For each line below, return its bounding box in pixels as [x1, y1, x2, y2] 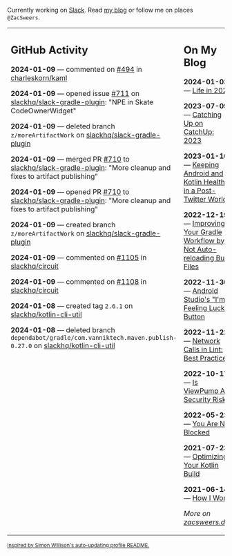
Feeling [183, 303, 208, 313]
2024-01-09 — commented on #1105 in [10, 252, 147, 262]
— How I [183, 493, 211, 503]
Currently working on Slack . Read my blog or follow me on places [7, 6, 193, 14]
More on [183, 508, 211, 518]
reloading [183, 253, 215, 262]
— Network [183, 336, 221, 345]
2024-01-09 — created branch [10, 220, 116, 229]
